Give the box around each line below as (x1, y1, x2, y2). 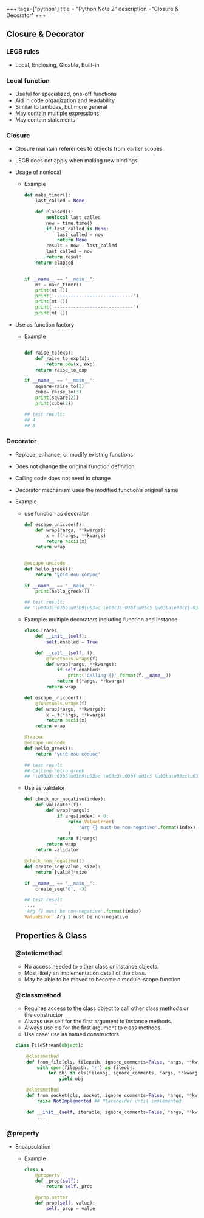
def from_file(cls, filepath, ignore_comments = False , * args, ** (26, 1059, 192, 1065)
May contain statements (15, 116, 76, 123)
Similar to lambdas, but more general (15, 103, 107, 110)
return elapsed (35, 260, 74, 266)
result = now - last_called (46, 243, 117, 249)
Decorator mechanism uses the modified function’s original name (15, 486, 178, 493)
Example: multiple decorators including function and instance (24, 616, 178, 623)
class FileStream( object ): (15, 1042, 84, 1048)
